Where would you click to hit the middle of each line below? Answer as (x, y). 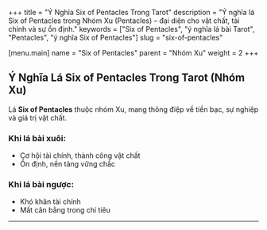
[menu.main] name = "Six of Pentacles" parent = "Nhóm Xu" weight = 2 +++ (133, 53)
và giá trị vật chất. (38, 117)
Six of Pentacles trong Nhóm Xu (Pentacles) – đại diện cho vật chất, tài (124, 21)
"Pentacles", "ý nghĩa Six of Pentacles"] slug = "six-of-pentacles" (116, 37)
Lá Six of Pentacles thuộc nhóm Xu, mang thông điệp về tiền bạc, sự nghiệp (133, 109)
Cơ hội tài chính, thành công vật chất (80, 155)
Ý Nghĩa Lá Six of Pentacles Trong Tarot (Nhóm (127, 78)
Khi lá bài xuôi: (37, 138)
